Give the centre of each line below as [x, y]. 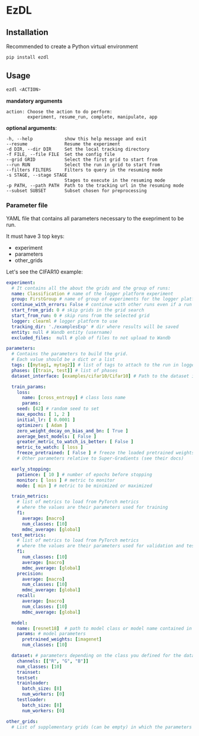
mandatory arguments [34, 101]
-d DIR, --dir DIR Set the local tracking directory [78, 149]
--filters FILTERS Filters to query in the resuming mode [84, 170]
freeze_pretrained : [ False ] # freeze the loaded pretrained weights [106, 453]
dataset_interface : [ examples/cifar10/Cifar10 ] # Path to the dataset [100, 376]
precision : [30, 573]
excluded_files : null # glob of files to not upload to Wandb [91, 338]
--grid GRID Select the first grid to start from [82, 160]
